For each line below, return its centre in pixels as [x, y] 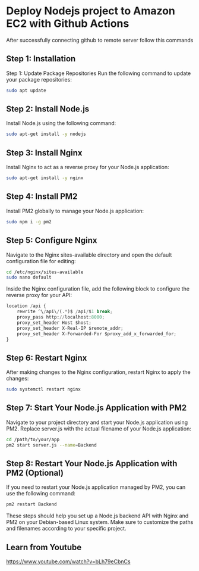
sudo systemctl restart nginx [44, 389]
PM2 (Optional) [35, 473]
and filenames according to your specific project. [66, 529]
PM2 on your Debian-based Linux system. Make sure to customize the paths [100, 522]
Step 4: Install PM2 [42, 197]
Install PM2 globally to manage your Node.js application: [75, 211]
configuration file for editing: [41, 261]
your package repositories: [39, 79]
